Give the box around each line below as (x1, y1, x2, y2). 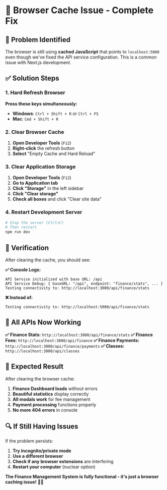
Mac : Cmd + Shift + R (12, 116, 59, 122)
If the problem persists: (5, 438, 54, 444)
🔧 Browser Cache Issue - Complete (5, 5, 154, 16)
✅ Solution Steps (5, 74, 59, 83)
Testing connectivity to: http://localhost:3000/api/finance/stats (5, 286, 150, 291)
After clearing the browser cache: (5, 375, 75, 382)
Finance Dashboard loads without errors (12, 386, 98, 392)
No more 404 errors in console (12, 407, 78, 413)
